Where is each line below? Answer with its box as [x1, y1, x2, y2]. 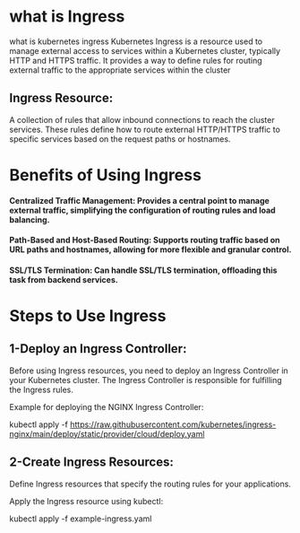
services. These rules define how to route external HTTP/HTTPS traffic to [9, 124, 280, 135]
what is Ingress [9, 6, 125, 27]
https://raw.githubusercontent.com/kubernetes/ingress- [70, 419, 277, 430]
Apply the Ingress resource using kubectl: [9, 495, 164, 506]
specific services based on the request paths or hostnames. [9, 133, 231, 144]
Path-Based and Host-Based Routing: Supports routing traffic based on [9, 235, 280, 246]
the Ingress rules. [9, 384, 74, 395]
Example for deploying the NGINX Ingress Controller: [9, 401, 204, 412]
